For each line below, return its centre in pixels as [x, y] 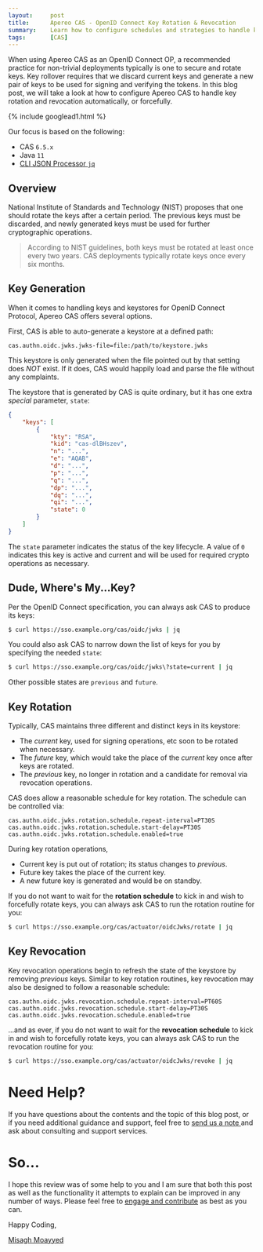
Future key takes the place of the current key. [92, 873]
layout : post [36, 15]
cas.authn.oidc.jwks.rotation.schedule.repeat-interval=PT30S [112, 821]
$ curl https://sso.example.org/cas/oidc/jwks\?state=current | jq [121, 667]
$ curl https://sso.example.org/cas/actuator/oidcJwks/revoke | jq [121, 1060]
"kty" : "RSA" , [73, 436]
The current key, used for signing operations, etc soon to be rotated [129, 741]
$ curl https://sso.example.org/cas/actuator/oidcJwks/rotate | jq [121, 927]
